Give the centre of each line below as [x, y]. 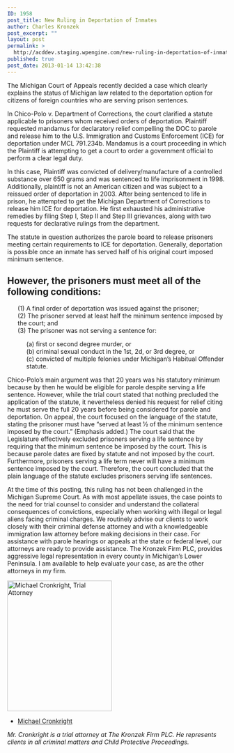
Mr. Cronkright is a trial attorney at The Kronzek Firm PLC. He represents [112, 735]
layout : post [26, 40]
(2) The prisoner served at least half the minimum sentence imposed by [120, 316]
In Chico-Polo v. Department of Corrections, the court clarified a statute [110, 114]
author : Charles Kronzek [43, 26]
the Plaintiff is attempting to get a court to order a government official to [110, 150]
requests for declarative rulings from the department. [84, 223]
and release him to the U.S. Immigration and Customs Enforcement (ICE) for [116, 136]
